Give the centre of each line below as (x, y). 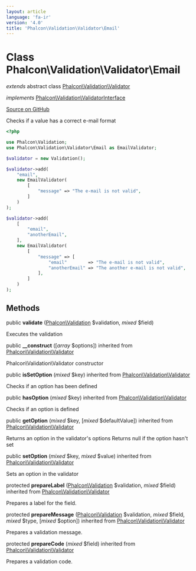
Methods (23, 308)
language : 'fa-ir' (29, 17)
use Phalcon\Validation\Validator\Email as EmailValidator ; (82, 148)
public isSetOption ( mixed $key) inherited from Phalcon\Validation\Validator (98, 375)
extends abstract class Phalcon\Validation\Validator (68, 86)
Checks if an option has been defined (52, 386)
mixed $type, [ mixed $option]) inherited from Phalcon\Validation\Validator (95, 521)
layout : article (26, 12)
